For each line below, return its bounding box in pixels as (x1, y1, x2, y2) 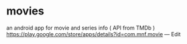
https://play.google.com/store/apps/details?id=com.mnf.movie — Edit (6, 30, 181, 37)
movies (6, 4, 44, 18)
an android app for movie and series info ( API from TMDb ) (6, 24, 155, 31)
